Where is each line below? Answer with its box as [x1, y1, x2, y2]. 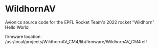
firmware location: [5, 34, 42, 39]
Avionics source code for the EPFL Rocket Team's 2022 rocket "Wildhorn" [5, 19, 155, 25]
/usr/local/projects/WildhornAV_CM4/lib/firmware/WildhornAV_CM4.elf [5, 38, 148, 44]
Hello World [5, 24, 29, 30]
